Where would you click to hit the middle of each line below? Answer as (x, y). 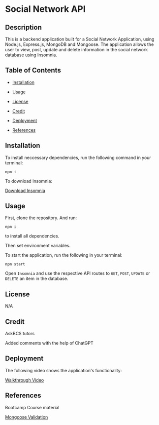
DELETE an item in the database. (37, 279)
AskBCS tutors (20, 334)
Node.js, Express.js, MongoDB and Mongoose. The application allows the (79, 44)
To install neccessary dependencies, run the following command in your (78, 157)
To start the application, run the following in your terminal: (64, 255)
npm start (15, 264)
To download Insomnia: (29, 181)
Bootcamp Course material (32, 407)
